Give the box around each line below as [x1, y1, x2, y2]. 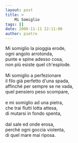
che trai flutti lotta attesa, [5, 105, 58, 111]
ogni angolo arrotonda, [5, 51, 54, 57]
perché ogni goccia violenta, [5, 127, 65, 133]
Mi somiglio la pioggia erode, [5, 45, 66, 51]
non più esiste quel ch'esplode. [5, 62, 71, 67]
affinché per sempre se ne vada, [5, 83, 74, 89]
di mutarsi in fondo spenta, [5, 110, 62, 116]
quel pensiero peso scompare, [5, 89, 69, 94]
